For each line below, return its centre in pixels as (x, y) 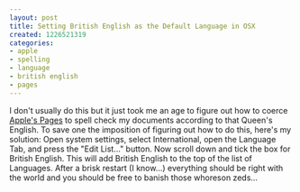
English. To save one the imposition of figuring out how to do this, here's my (150, 129)
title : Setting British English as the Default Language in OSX (132, 26)
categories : (32, 43)
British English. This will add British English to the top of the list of (131, 158)
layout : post (34, 18)
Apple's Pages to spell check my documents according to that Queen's (141, 120)
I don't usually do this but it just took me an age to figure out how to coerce (149, 110)
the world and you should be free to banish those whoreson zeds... (134, 178)
